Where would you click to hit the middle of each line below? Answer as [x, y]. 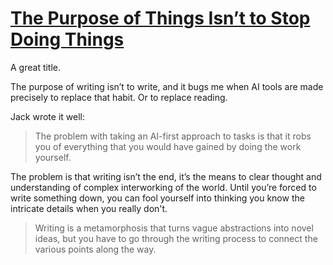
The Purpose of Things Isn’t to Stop [160, 18]
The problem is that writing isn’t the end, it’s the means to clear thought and [166, 176]
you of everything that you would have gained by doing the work [168, 146]
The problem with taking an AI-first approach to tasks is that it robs [173, 136]
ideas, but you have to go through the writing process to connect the [176, 238]
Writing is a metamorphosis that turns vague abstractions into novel [174, 228]
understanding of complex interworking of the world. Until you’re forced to [163, 187]
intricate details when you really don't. [89, 208]
